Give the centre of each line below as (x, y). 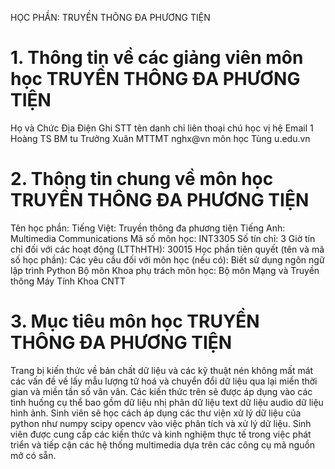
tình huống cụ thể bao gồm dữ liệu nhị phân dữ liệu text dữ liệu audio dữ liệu (167, 402)
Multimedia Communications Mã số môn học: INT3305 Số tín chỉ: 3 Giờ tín (163, 238)
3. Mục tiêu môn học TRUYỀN (135, 321)
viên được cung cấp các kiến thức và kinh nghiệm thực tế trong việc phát (161, 434)
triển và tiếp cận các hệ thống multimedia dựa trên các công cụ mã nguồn (163, 444)
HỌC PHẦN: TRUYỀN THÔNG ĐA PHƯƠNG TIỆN (110, 17)
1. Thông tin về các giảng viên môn (157, 58)
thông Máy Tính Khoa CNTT (68, 281)
